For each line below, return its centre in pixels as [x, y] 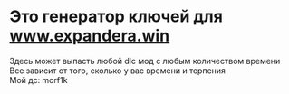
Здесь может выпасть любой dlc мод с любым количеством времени [145, 61]
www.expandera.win [90, 36]
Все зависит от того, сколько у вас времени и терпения [118, 70]
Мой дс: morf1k [39, 80]
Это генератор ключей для [116, 17]
